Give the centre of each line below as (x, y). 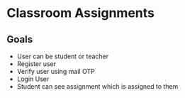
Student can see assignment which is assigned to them (97, 86)
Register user (37, 64)
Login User (33, 79)
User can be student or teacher (63, 56)
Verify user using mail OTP (56, 71)
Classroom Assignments (81, 13)
